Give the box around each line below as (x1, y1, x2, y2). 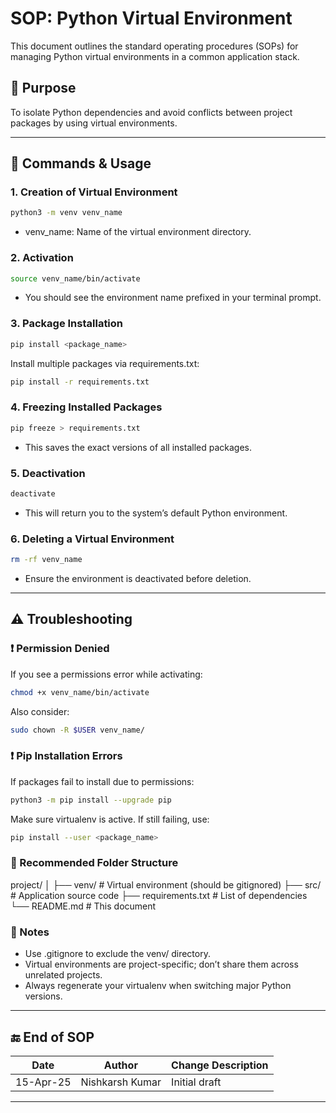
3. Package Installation (10, 317, 124, 331)
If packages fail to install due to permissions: (10, 775, 195, 787)
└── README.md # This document (10, 900, 157, 912)
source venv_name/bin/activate (10, 273, 141, 284)
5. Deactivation (10, 466, 86, 480)
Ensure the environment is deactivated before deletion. (24, 573, 252, 585)
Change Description (171, 1058, 269, 1072)
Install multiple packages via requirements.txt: (10, 357, 200, 369)
